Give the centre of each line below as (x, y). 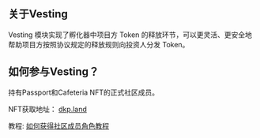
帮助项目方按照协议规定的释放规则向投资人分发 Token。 (99, 44)
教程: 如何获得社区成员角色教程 (58, 125)
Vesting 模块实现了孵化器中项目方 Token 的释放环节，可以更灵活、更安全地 (130, 35)
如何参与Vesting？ (54, 72)
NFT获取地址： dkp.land (47, 109)
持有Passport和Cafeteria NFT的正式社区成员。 (84, 92)
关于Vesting (38, 14)
